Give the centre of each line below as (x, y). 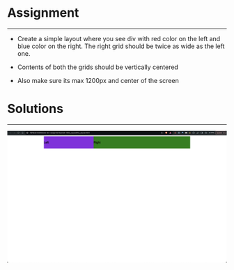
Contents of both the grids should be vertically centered (98, 67)
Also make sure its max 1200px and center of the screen (98, 80)
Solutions (36, 109)
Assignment (43, 13)
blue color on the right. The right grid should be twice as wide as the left (121, 46)
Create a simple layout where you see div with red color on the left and (119, 38)
